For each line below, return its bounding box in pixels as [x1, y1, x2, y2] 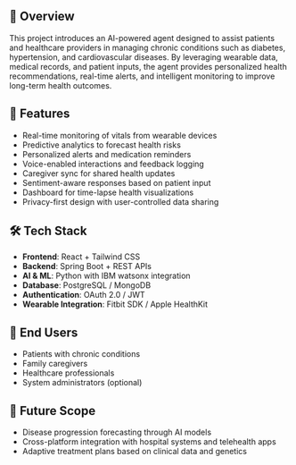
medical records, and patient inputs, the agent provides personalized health [9, 61, 287, 72]
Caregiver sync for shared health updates [21, 167, 176, 179]
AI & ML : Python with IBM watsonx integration [21, 270, 191, 282]
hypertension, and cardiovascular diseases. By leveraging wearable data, [9, 51, 278, 63]
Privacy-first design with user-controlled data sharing [21, 196, 219, 207]
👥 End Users [9, 325, 78, 340]
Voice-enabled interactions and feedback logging [21, 158, 205, 169]
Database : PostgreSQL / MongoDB [21, 280, 152, 291]
